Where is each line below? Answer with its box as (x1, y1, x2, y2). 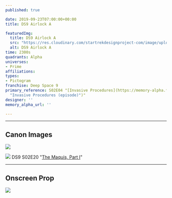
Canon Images (5, 130, 53, 139)
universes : (5, 59, 29, 64)
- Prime (5, 64, 22, 69)
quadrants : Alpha (5, 54, 42, 59)
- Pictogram (5, 78, 31, 83)
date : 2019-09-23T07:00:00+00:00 (5, 16, 77, 22)
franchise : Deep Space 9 (5, 83, 58, 89)
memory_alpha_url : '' (5, 102, 52, 107)
